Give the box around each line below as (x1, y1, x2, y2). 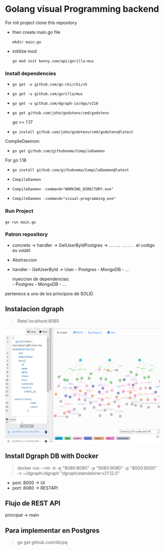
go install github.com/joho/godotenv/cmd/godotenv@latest (12, 130, 134, 135)
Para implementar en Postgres (5, 526, 100, 535)
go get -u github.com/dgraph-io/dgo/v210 (12, 101, 98, 106)
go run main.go (5, 220, 36, 224)
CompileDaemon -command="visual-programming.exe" (12, 196, 116, 201)
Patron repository (5, 231, 48, 238)
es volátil (12, 247, 30, 253)
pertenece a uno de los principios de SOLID (5, 291, 93, 297)
